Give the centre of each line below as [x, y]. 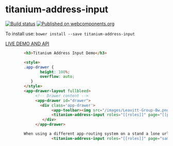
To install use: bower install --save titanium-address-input [70, 33]
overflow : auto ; [57, 77]
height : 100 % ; [55, 72]
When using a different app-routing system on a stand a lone [92, 134]
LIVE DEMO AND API [28, 43]
